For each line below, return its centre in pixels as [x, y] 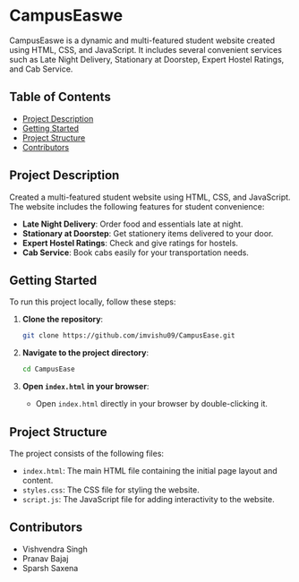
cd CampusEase [48, 369]
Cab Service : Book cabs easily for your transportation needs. [135, 252]
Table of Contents [60, 97]
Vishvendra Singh [55, 549]
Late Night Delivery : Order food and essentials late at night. [132, 224]
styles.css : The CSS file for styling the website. [111, 490]
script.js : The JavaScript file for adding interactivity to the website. [148, 499]
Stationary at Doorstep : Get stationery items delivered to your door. [148, 233]
